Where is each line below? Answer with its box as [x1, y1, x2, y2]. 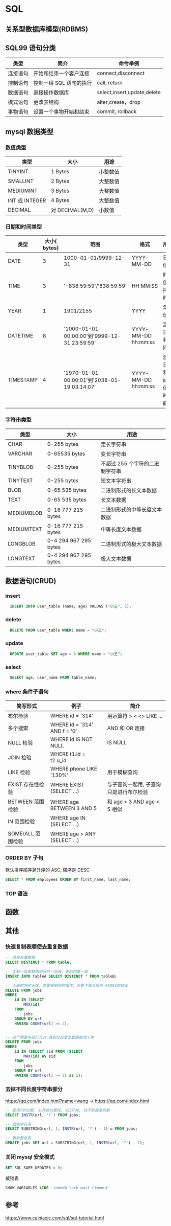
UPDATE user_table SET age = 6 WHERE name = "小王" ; [10, 651, 123, 656]
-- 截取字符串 [5, 1122, 32, 1127]
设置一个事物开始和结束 [33, 108, 90, 116]
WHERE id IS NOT [50, 736, 93, 743]
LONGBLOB [8, 540, 36, 547]
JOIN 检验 [8, 754, 32, 761]
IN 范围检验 [8, 818, 35, 825]
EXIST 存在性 [8, 781, 39, 788]
